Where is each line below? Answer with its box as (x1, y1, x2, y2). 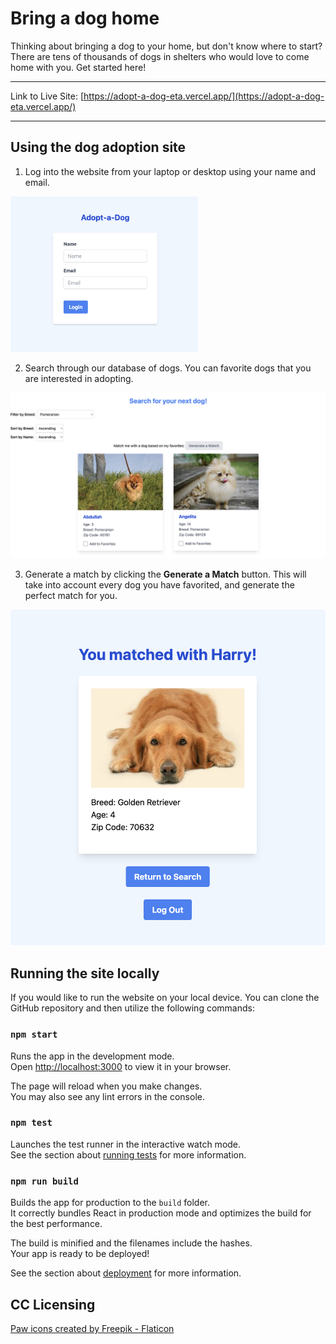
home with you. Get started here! (10, 61, 147, 73)
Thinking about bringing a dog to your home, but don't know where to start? (10, 40, 323, 52)
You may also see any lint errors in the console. (10, 1090, 205, 1102)
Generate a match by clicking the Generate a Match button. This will (24, 568, 307, 580)
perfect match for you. (24, 589, 118, 601)
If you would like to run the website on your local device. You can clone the (10, 992, 320, 1004)
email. (24, 176, 50, 188)
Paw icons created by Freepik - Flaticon (10, 1322, 175, 1334)
